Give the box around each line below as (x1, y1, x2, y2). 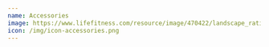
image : (7, 19, 30, 27)
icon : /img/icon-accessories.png (7, 26, 120, 34)
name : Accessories (7, 11, 69, 20)
